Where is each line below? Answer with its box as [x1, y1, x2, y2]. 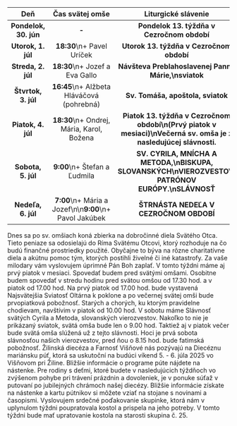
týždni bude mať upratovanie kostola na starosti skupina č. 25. [7, 411, 188, 419]
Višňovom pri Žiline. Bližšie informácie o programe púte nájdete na [7, 359, 200, 367]
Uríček [70, 50, 93, 59]
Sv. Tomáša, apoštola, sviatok [126, 91, 228, 100]
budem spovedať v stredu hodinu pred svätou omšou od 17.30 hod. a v [7, 276, 212, 284]
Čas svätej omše [52, 9, 111, 18]
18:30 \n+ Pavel [55, 42, 108, 51]
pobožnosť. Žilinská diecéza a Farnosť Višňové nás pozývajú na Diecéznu [7, 343, 221, 352]
